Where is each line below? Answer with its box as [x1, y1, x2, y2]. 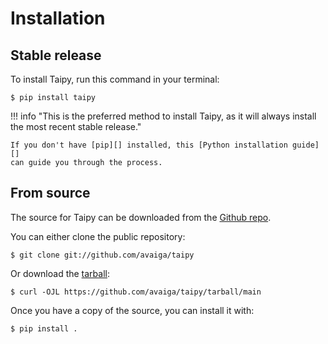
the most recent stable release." [10, 121, 142, 132]
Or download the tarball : [10, 267, 111, 279]
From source [10, 185, 91, 202]
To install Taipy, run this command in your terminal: [10, 73, 220, 85]
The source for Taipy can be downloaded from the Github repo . [10, 211, 272, 223]
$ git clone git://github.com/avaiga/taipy [10, 250, 195, 260]
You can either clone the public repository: [10, 230, 186, 242]
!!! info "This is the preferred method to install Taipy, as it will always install [10, 110, 317, 122]
